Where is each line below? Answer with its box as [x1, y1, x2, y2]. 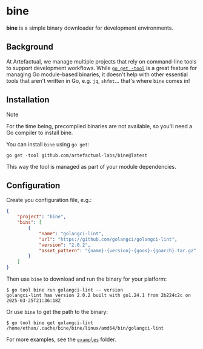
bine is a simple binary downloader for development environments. [6, 24, 174, 31]
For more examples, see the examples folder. [6, 336, 116, 343]
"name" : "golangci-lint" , [38, 230, 104, 236]
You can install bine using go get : [6, 140, 90, 148]
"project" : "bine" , [17, 214, 67, 220]
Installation [6, 95, 50, 105]
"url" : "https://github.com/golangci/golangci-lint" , [38, 236, 178, 243]
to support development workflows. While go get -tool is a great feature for [6, 64, 198, 71]
